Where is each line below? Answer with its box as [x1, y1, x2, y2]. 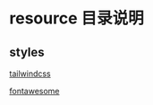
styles [9, 44, 45, 59]
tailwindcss [9, 68, 51, 79]
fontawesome [9, 86, 60, 96]
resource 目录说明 [9, 8, 145, 29]
